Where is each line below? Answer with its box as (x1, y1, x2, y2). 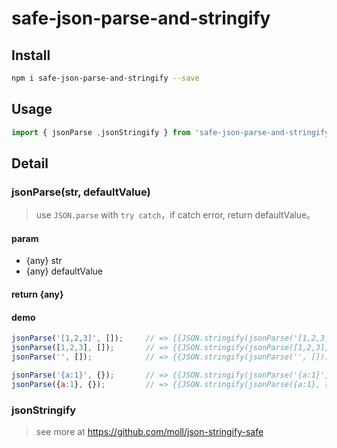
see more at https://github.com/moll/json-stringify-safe (35, 425, 264, 437)
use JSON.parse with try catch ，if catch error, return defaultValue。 (35, 209, 316, 221)
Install (11, 47, 51, 64)
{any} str (25, 255, 63, 267)
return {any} (11, 288, 64, 301)
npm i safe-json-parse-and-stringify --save (11, 73, 200, 83)
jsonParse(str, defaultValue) (11, 185, 151, 199)
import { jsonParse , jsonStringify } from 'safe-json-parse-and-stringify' (11, 127, 334, 137)
